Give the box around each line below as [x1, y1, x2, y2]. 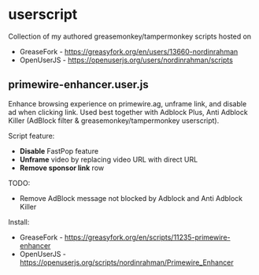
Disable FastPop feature [19, 146, 99, 155]
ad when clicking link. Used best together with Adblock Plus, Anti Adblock [8, 107, 248, 117]
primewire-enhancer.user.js [8, 78, 149, 91]
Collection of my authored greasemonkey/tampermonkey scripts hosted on [8, 32, 252, 41]
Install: [8, 217, 30, 226]
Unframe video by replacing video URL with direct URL [19, 154, 198, 164]
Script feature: [8, 131, 55, 140]
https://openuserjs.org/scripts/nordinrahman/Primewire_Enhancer [19, 258, 234, 267]
